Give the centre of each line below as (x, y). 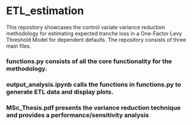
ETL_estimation (45, 11)
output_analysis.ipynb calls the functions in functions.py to (94, 84)
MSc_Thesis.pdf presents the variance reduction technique (93, 107)
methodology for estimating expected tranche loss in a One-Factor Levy (94, 33)
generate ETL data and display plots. (60, 91)
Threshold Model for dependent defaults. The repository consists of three (96, 40)
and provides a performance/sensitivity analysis (78, 115)
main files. (19, 46)
